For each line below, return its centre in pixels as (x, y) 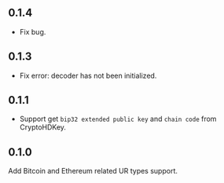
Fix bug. (33, 31)
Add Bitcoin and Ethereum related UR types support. (93, 171)
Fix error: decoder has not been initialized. (88, 75)
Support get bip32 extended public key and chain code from (118, 119)
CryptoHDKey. (43, 127)
